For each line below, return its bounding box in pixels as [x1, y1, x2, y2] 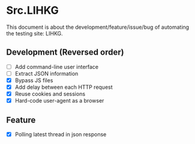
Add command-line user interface [14, 63, 99, 70]
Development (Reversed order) [6, 47, 124, 58]
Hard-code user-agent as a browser [14, 97, 104, 104]
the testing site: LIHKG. [6, 29, 63, 37]
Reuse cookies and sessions [14, 91, 86, 97]
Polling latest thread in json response [14, 130, 107, 138]
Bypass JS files [14, 76, 53, 84]
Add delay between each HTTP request [14, 83, 113, 91]
